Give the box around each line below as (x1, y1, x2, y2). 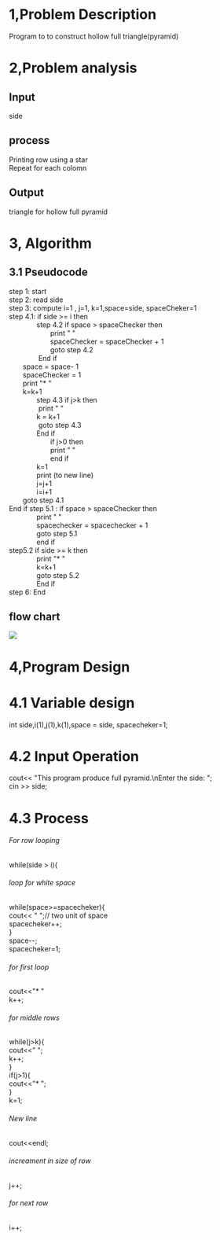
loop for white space (9, 878, 76, 888)
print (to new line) (36, 470, 93, 480)
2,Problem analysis (9, 59, 137, 77)
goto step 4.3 (38, 420, 82, 429)
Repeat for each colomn (9, 163, 87, 172)
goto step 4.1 (23, 495, 64, 505)
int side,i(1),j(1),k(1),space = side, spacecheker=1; (9, 719, 168, 729)
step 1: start (9, 286, 47, 296)
